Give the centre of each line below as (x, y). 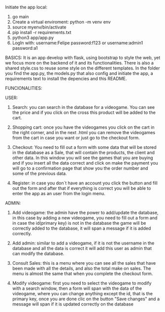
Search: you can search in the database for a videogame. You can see (83, 107)
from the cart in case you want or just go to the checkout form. (76, 138)
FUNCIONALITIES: (24, 88)
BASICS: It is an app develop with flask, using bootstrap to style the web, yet (83, 58)
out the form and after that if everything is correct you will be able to (82, 188)
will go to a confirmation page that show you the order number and (80, 168)
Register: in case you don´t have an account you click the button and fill (85, 183)
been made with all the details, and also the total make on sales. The (82, 268)
